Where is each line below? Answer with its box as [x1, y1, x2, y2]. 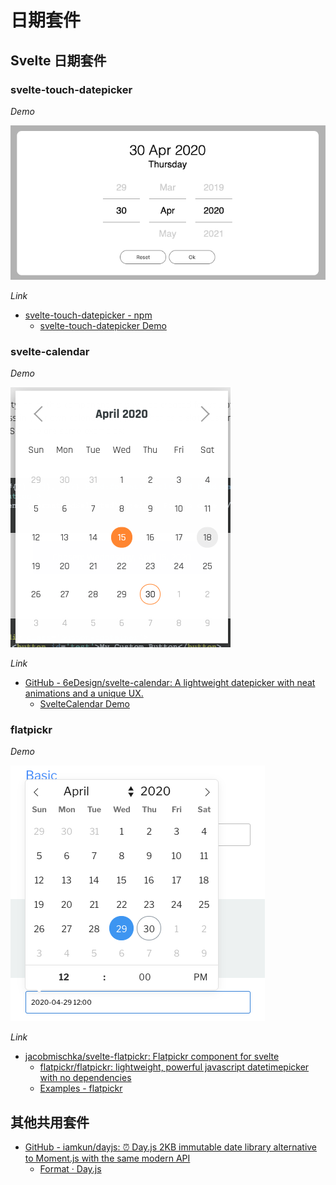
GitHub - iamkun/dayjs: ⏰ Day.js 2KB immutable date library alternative [24, 1141, 318, 1153]
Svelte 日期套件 [10, 52, 107, 69]
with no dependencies [39, 1072, 132, 1084]
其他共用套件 [10, 1114, 90, 1131]
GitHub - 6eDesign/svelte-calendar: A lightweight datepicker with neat [24, 676, 316, 688]
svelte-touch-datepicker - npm [24, 309, 153, 321]
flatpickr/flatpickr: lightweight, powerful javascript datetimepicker [39, 1061, 310, 1073]
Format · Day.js [39, 1163, 102, 1175]
